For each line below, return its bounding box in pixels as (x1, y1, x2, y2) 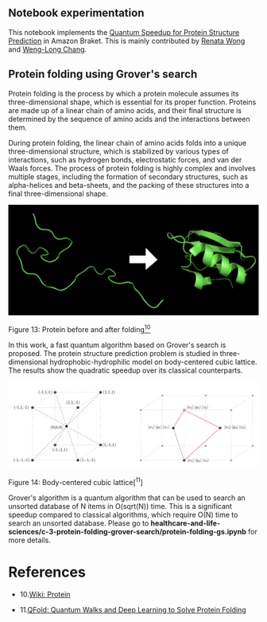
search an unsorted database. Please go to (8, 518, 149, 528)
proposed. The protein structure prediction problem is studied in (8, 348, 219, 358)
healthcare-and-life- (150, 518, 221, 528)
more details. (8, 535, 52, 545)
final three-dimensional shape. (8, 189, 109, 198)
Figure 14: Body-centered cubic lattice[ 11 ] (8, 476, 143, 487)
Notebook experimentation (8, 6, 145, 20)
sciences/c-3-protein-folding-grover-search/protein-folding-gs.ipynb (8, 527, 246, 537)
